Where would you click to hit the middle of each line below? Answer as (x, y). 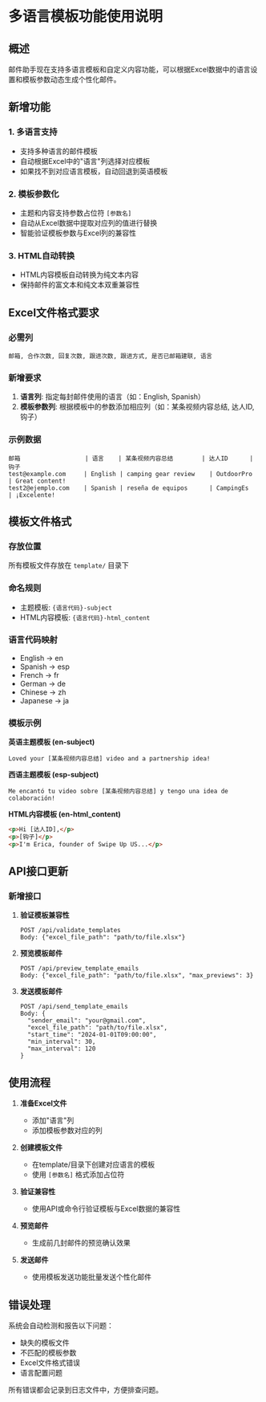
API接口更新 (38, 872)
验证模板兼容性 (44, 915)
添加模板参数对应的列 (67, 1131)
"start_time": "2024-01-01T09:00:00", (92, 1035)
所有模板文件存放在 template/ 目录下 (69, 565)
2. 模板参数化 (34, 194)
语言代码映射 (33, 640)
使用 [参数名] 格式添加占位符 (78, 1175)
